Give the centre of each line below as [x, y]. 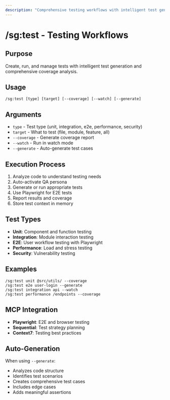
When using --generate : [30, 361]
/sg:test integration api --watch [42, 290]
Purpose [19, 54]
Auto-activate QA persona [40, 182]
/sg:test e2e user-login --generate [44, 285]
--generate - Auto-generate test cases [53, 148]
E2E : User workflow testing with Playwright [57, 242]
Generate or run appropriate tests [47, 187]
